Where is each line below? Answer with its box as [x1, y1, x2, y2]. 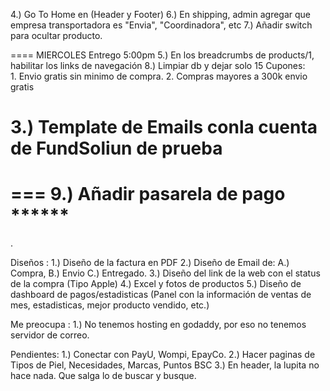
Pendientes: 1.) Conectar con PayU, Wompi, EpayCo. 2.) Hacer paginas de [10, 349, 316, 361]
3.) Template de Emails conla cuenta [10, 116, 318, 139]
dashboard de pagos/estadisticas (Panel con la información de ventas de [10, 289, 312, 301]
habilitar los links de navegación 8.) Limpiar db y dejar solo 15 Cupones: [10, 60, 306, 71]
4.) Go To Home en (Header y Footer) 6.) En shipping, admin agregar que [10, 9, 312, 20]
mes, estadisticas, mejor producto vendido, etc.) [10, 299, 210, 311]
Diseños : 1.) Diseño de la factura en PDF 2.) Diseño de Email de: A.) [10, 257, 290, 269]
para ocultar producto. [10, 30, 103, 41]
